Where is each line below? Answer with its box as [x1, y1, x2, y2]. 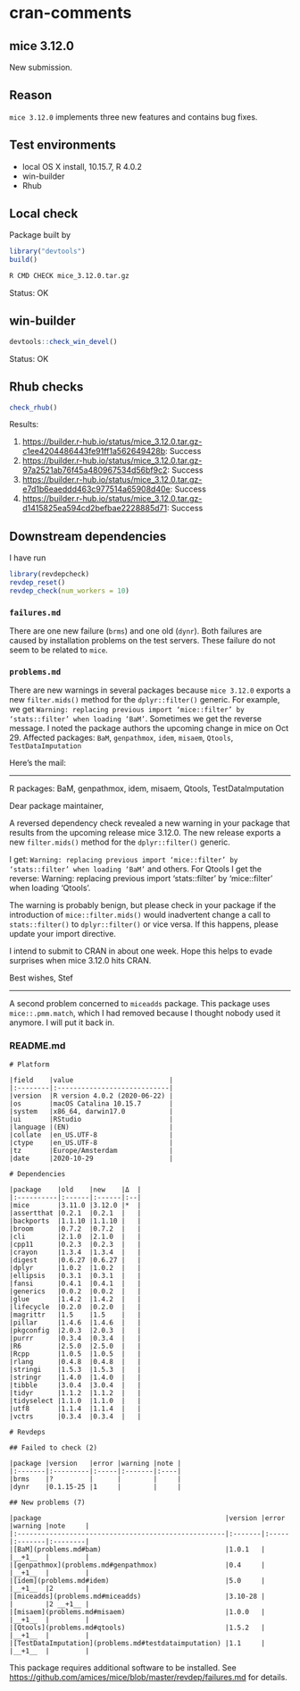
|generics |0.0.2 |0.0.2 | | [9, 1286, 142, 1296]
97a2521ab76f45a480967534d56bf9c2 [21, 465, 168, 475]
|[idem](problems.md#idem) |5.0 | [9, 1576, 266, 1585]
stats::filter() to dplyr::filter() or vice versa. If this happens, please [9, 919, 279, 930]
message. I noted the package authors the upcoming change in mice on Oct [9, 723, 288, 734]
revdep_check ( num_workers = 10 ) [9, 586, 129, 595]
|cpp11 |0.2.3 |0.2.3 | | [9, 1240, 142, 1249]
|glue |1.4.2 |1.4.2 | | [9, 1294, 142, 1303]
